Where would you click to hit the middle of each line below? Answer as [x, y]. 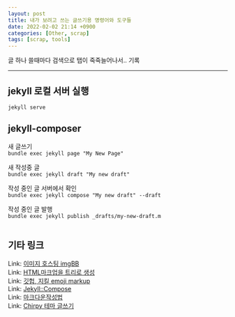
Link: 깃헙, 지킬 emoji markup [49, 281]
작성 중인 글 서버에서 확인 [43, 188]
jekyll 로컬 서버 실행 [48, 91]
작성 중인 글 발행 [30, 209]
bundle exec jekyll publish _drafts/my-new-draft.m [84, 216]
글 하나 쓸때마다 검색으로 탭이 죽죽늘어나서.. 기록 [74, 61]
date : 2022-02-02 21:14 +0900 [52, 26]
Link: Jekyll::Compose [40, 288]
